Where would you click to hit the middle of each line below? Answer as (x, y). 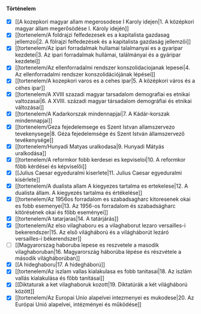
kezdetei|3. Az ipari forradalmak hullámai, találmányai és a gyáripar (98, 55)
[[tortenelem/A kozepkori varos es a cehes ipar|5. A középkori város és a (105, 81)
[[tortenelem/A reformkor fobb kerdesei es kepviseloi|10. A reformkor (100, 159)
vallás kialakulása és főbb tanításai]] (60, 278)
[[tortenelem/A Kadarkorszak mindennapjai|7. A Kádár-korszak (92, 114)
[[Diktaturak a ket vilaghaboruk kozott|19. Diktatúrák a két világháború (101, 285)
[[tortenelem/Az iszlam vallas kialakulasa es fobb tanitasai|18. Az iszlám (103, 271)
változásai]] (29, 107)
